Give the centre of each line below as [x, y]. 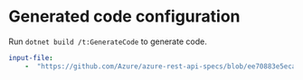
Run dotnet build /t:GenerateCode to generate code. [108, 41]
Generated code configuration [124, 17]
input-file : [31, 58]
